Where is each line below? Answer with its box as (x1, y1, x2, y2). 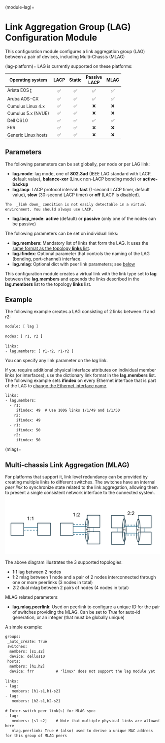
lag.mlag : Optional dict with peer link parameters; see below (12, 261, 135, 267)
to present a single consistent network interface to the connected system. (5, 490, 155, 496)
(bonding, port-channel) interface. (12, 256, 82, 262)
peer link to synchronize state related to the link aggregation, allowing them (5, 484, 158, 490)
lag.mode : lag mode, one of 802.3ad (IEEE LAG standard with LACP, (12, 170, 152, 176)
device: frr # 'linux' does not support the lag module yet (9, 669, 155, 674)
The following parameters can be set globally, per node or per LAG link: (5, 161, 150, 167)
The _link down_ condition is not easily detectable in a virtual (5, 202, 147, 207)
